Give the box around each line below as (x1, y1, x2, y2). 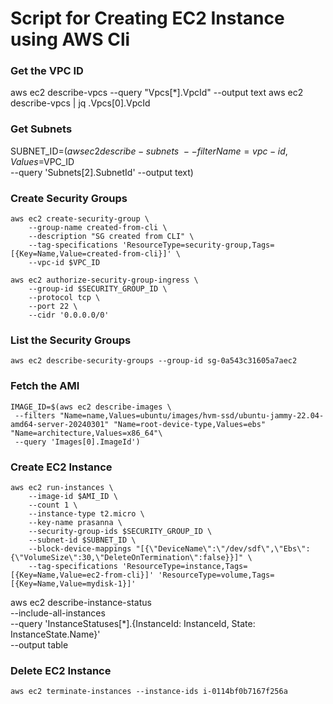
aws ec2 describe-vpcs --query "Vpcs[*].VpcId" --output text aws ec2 (10, 87, 304, 99)
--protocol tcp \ (28, 293, 101, 303)
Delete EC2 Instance (10, 663, 112, 677)
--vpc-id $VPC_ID (28, 258, 101, 268)
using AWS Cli (10, 28, 131, 51)
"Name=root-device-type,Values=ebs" (113, 419, 267, 429)
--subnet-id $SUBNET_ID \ (28, 535, 137, 545)
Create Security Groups (10, 191, 128, 205)
